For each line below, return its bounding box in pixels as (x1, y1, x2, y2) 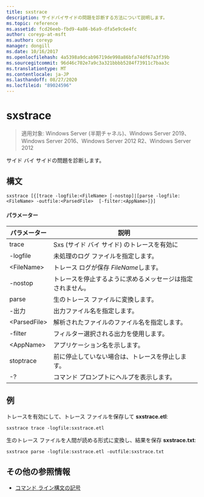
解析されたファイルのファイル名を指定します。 (53, 318, 187, 326)
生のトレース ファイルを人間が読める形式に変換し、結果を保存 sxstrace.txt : (6, 436, 196, 443)
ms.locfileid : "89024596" (6, 83, 72, 89)
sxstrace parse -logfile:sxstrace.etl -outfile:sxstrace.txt (6, 448, 165, 454)
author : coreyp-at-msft (6, 32, 67, 38)
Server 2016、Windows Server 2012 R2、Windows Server (46, 137, 191, 144)
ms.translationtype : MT (6, 65, 67, 72)
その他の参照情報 (6, 467, 70, 477)
